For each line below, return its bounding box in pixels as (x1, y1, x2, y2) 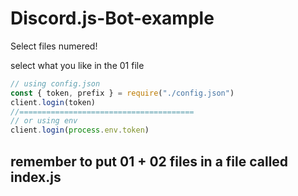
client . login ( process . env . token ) (10, 125, 150, 136)
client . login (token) (10, 97, 97, 107)
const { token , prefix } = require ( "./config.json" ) (10, 88, 235, 98)
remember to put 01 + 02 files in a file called (10, 153, 289, 170)
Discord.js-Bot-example (10, 7, 215, 30)
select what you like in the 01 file (10, 59, 145, 71)
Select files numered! (10, 40, 98, 52)
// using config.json (10, 78, 101, 89)
